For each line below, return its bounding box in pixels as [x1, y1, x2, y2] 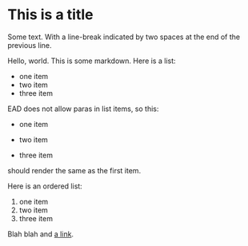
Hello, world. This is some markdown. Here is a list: [7, 56, 177, 65]
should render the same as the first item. [7, 165, 142, 175]
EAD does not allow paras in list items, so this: [7, 104, 159, 113]
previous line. [7, 40, 53, 50]
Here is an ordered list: [7, 181, 83, 191]
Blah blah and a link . [7, 229, 74, 239]
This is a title [7, 6, 94, 24]
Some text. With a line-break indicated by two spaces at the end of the [7, 32, 241, 42]
